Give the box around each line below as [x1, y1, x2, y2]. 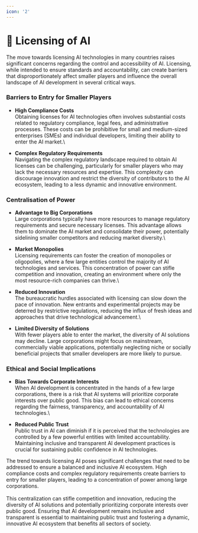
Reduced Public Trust [14, 421, 69, 428]
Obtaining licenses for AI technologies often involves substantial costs [14, 113, 186, 120]
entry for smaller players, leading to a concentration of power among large [6, 476, 187, 483]
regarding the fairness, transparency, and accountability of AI [14, 403, 164, 410]
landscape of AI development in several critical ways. [6, 79, 136, 86]
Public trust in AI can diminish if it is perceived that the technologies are [14, 427, 190, 434]
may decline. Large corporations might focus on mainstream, [14, 338, 164, 345]
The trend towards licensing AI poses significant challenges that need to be [6, 457, 190, 465]
